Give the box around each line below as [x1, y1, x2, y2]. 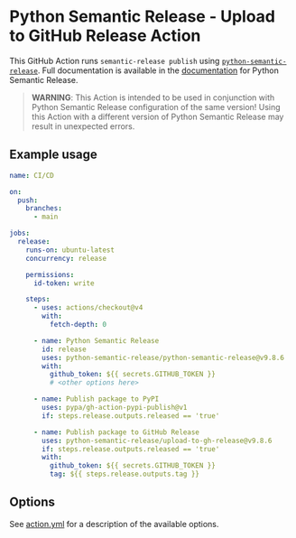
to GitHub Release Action [9, 25, 201, 46]
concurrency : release [25, 254, 106, 263]
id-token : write [32, 278, 95, 288]
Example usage [9, 147, 97, 162]
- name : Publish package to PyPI [32, 394, 160, 403]
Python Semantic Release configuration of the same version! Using [31, 101, 282, 112]
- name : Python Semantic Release [32, 336, 160, 345]
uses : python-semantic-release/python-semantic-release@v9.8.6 [42, 353, 284, 362]
